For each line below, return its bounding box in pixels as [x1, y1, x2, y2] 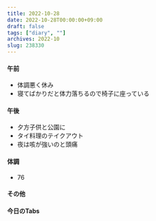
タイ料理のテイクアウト [16, 131, 84, 140]
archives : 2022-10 [7, 36, 60, 43]
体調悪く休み [16, 81, 54, 90]
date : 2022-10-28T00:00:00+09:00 [7, 17, 103, 23]
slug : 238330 [7, 42, 45, 49]
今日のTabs [7, 207, 40, 215]
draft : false [7, 23, 45, 30]
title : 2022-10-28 [7, 10, 60, 17]
